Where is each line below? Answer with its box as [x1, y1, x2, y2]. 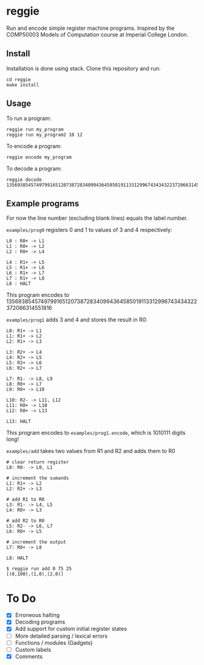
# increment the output [6, 539, 67, 546]
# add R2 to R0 [6, 518, 45, 524]
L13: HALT [6, 418, 32, 424]
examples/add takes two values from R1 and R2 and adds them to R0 [6, 448, 175, 455]
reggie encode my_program [6, 154, 72, 160]
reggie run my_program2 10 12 [6, 132, 83, 138]
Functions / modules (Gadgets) [15, 639, 93, 646]
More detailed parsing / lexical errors [15, 632, 108, 639]
